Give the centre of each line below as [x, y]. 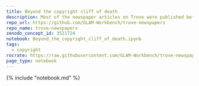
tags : [13, 45]
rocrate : [17, 55]
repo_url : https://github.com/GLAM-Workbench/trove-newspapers [86, 22]
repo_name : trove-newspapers [42, 28]
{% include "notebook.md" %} [43, 78]
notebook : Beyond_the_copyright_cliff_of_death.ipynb [74, 39]
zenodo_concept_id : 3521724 [41, 34]
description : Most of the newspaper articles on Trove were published [95, 17]
